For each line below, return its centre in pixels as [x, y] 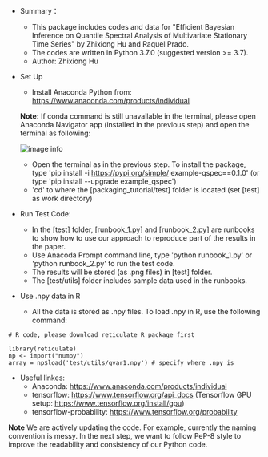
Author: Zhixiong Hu [65, 61]
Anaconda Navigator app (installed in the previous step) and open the [134, 125]
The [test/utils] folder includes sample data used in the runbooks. [140, 281]
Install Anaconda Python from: [82, 92]
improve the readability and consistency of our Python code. [108, 444]
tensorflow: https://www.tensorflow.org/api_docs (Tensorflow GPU [142, 395]
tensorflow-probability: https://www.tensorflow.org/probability [134, 412]
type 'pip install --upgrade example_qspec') [104, 181]
